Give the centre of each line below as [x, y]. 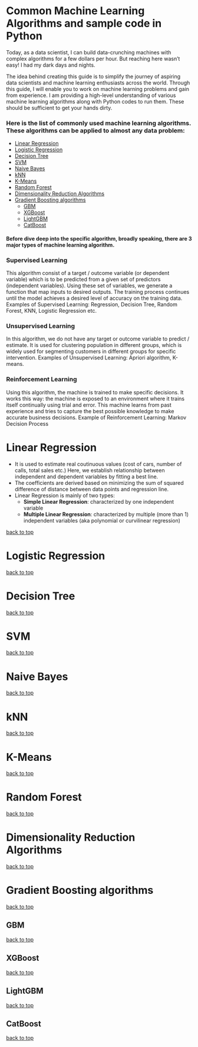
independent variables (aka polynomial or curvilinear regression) [102, 520]
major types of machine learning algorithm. [60, 245]
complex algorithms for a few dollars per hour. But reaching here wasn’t [93, 59]
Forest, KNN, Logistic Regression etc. [52, 311]
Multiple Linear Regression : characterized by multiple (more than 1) [106, 514]
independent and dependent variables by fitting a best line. [86, 477]
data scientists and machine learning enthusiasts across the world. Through [98, 82]
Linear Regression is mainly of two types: [65, 495]
